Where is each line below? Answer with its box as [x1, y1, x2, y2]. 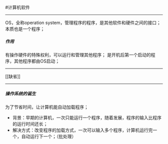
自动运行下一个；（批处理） [21, 133, 76, 139]
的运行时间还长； [12, 120, 48, 126]
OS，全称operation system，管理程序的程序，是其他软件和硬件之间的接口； [5, 19, 161, 25]
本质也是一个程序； [5, 26, 45, 31]
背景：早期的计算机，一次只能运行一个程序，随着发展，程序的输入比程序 [12, 114, 161, 120]
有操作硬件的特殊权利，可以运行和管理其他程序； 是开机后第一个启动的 [5, 51, 151, 57]
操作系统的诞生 [5, 90, 36, 96]
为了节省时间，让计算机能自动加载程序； [5, 104, 88, 110]
